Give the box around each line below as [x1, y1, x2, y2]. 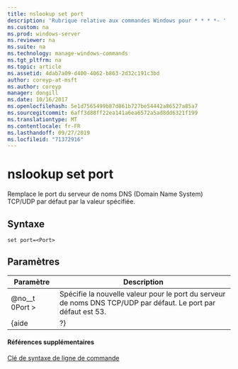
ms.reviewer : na [7, 37, 55, 44]
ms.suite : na [7, 43, 46, 50]
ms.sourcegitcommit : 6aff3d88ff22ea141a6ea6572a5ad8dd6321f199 [7, 109, 198, 116]
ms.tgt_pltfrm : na [7, 57, 62, 64]
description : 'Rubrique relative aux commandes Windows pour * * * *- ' [7, 17, 227, 24]
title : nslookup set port [7, 10, 84, 18]
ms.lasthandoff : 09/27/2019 [7, 129, 91, 136]
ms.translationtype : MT [7, 116, 78, 123]
